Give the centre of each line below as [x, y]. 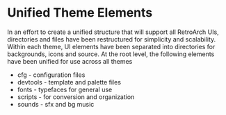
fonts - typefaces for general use [65, 89]
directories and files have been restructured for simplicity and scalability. [112, 39]
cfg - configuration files [51, 75]
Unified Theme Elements [80, 13]
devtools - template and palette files [69, 82]
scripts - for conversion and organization [76, 97]
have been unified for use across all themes [70, 61]
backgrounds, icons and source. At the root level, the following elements [111, 54]
